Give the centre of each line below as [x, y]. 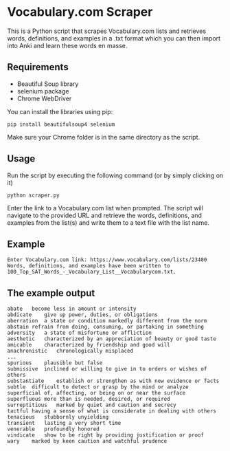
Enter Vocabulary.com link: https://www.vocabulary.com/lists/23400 [107, 260]
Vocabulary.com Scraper [80, 12]
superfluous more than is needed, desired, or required [89, 399]
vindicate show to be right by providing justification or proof [106, 435]
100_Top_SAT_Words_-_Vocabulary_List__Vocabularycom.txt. [92, 272]
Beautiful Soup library [48, 84]
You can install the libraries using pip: [60, 111]
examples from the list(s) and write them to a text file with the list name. [108, 222]
